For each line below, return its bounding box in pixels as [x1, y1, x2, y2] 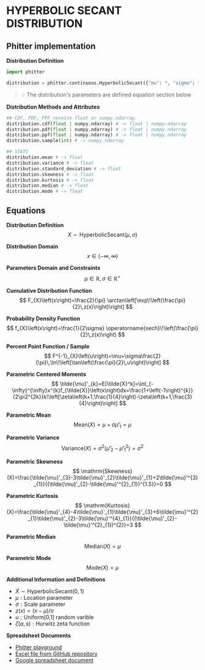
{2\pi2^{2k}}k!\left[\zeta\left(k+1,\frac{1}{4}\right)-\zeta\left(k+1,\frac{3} [12, 393, 193, 400]
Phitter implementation [6, 41, 96, 51]
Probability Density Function [6, 315, 81, 322]
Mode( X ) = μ [86, 564, 119, 571]
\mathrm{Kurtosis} [83, 502, 130, 509]
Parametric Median [6, 533, 56, 540]
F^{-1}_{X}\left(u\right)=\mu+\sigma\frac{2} [52, 352, 161, 359]
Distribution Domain [6, 242, 59, 250]
